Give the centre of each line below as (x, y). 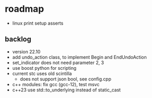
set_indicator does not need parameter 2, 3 (58, 63)
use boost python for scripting (44, 68)
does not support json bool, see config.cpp (65, 79)
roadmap (24, 9)
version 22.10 (26, 51)
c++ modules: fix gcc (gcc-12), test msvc (56, 84)
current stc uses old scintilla (42, 73)
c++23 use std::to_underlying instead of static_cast (66, 90)
